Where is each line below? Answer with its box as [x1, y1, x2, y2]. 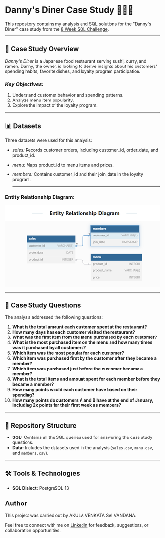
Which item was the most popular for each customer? [12, 350, 124, 356]
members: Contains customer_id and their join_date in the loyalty [12, 171, 144, 177]
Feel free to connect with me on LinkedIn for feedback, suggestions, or [5, 522, 149, 528]
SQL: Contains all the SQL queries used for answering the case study [12, 435, 153, 440]
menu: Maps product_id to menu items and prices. [12, 162, 114, 168]
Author [5, 500, 27, 508]
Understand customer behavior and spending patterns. [12, 92, 124, 98]
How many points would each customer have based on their [12, 387, 137, 393]
